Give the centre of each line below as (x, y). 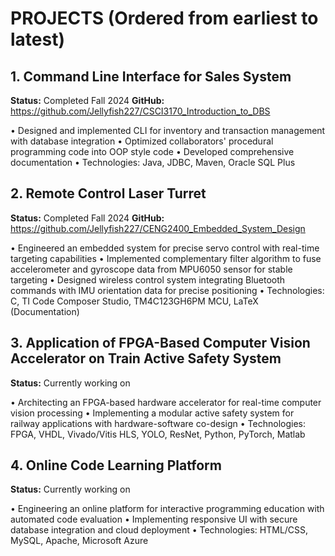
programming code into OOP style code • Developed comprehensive (152, 151)
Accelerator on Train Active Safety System (146, 358)
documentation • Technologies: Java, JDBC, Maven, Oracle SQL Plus (153, 162)
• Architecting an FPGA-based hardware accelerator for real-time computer (166, 402)
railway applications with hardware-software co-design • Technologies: (158, 423)
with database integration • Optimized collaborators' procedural (142, 141)
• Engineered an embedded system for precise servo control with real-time (165, 248)
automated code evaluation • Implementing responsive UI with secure (154, 519)
